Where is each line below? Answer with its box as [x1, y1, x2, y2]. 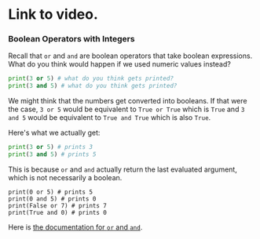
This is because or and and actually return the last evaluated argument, [8, 165, 237, 174]
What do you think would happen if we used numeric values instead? [8, 60, 232, 69]
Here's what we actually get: [8, 128, 101, 138]
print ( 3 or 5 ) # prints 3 [8, 143, 93, 151]
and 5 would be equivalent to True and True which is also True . [8, 113, 211, 122]
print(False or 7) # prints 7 [8, 201, 108, 209]
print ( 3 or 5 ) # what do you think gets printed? [8, 74, 174, 83]
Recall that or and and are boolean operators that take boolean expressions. [8, 51, 253, 60]
